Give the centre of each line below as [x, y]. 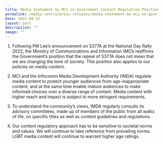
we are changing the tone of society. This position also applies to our [81, 62]
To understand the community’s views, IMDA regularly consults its [78, 106]
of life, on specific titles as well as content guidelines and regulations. [81, 117]
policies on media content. [39, 67]
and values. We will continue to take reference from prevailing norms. [81, 131]
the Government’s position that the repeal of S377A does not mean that [83, 56]
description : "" [21, 28]
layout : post [18, 23]
